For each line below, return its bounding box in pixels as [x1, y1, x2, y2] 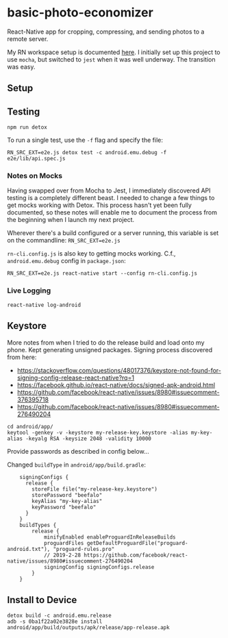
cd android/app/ [7, 423, 53, 430]
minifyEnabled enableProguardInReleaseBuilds [43, 533, 176, 541]
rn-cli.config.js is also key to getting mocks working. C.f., [7, 249, 176, 258]
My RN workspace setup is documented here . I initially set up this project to [7, 48, 220, 56]
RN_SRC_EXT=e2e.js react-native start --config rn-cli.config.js [7, 270, 197, 277]
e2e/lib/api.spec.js [7, 156, 66, 162]
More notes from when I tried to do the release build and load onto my [7, 338, 205, 347]
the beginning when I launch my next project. [7, 216, 135, 224]
